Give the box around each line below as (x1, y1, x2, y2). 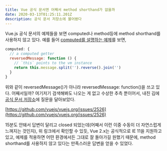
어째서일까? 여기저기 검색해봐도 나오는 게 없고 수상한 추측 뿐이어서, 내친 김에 (11, 90, 160, 96)
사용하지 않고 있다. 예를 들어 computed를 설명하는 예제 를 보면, (5, 37, 127, 43)
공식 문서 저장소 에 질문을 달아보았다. (5, 96, 76, 102)
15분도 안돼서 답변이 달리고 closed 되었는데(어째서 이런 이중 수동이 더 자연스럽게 (5, 122, 162, 128)
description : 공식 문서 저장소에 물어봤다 (5, 16, 82, 21)
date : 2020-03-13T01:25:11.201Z (5, 12, 72, 17)
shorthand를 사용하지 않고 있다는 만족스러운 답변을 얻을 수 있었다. (5, 140, 133, 146)
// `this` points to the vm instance (14, 60, 92, 65)
